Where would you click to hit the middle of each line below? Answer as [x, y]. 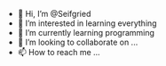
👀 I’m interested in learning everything [87, 23]
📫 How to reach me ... [59, 52]
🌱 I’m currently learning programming [86, 33]
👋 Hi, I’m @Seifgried [54, 14]
